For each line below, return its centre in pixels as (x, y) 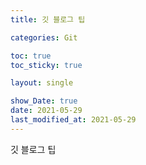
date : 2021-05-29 (46, 111)
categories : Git (44, 37)
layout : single (42, 83)
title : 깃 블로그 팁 (48, 19)
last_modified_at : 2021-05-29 (73, 120)
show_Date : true (44, 101)
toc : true (31, 56)
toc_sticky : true (46, 65)
